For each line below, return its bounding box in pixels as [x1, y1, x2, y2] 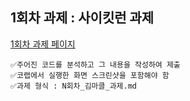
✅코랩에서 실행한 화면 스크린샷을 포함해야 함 [10, 70, 170, 80]
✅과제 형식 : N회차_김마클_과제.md [10, 81, 137, 91]
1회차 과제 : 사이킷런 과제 [10, 9, 155, 27]
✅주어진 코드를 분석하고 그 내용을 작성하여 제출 [10, 59, 181, 70]
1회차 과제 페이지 [10, 38, 76, 50]
